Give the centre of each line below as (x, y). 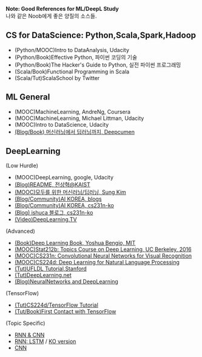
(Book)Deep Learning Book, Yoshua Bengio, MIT (75, 243)
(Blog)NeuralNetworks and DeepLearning (66, 282)
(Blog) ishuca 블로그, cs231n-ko (54, 213)
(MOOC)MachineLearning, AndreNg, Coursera (72, 112)
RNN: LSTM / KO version (45, 341)
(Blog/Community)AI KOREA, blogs (58, 199)
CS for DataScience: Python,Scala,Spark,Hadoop (101, 35)
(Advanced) (21, 231)
